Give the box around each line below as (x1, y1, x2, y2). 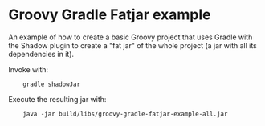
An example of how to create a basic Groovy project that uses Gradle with (8, 32, 253, 42)
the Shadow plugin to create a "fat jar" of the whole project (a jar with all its (8, 40, 257, 50)
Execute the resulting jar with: (8, 94, 107, 104)
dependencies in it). (8, 49, 75, 59)
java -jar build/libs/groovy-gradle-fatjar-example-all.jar (22, 110, 228, 118)
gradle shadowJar (22, 80, 81, 88)
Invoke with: (8, 64, 49, 74)
